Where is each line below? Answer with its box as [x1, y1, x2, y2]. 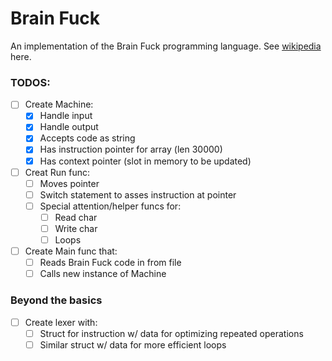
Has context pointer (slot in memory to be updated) [39, 155, 252, 167]
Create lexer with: [24, 316, 98, 328]
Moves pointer [39, 177, 100, 189]
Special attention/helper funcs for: [39, 200, 182, 212]
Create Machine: [24, 98, 94, 111]
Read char [54, 211, 98, 223]
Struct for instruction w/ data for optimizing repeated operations [39, 327, 304, 339]
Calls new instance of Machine [39, 268, 167, 280]
